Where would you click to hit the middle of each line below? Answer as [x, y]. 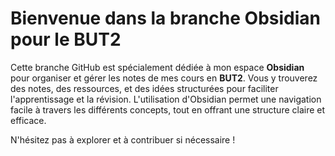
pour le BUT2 [66, 39]
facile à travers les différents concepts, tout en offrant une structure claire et [168, 109]
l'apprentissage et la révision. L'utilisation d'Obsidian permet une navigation [166, 99]
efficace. [28, 120]
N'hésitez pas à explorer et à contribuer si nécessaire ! [123, 139]
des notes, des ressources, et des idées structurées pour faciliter [144, 88]
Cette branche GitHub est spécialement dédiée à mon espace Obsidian [157, 67]
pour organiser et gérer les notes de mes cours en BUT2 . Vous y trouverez [164, 78]
